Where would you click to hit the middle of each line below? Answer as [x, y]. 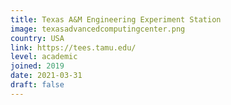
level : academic [44, 57]
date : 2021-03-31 [46, 76]
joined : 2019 [37, 66]
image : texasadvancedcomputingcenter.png [98, 29]
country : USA [37, 38]
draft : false [37, 85]
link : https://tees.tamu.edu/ [73, 47]
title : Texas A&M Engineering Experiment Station [116, 19]
